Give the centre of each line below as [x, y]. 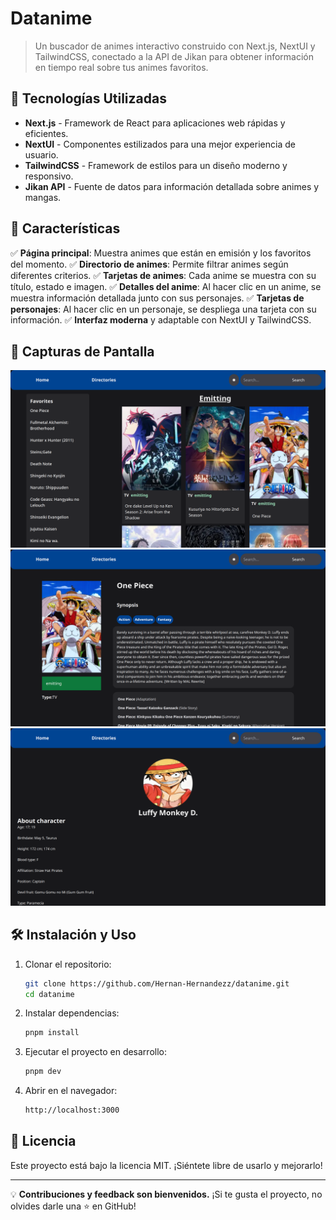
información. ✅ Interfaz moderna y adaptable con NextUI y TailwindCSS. [161, 319]
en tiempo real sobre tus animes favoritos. [121, 67]
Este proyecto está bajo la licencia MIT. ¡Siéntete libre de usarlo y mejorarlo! [166, 1165]
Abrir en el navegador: [71, 1091]
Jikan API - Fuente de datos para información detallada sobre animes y [172, 186]
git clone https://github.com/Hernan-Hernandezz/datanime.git [157, 983]
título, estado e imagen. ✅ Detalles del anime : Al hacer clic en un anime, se [166, 286]
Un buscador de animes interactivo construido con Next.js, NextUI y [175, 46]
